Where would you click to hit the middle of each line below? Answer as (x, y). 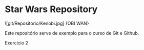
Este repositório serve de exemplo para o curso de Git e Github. (72, 33)
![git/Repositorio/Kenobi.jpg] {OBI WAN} (47, 23)
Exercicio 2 (17, 43)
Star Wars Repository (51, 9)
